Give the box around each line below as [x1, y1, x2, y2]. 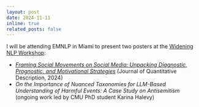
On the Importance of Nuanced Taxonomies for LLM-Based [15, 81, 167, 88]
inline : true [6, 20, 40, 26]
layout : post [6, 9, 40, 15]
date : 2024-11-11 [6, 15, 51, 21]
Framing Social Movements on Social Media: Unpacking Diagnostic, [15, 61, 188, 68]
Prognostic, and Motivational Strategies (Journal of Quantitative [15, 68, 177, 75]
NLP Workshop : [6, 50, 46, 57]
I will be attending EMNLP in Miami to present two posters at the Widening [6, 43, 194, 50]
